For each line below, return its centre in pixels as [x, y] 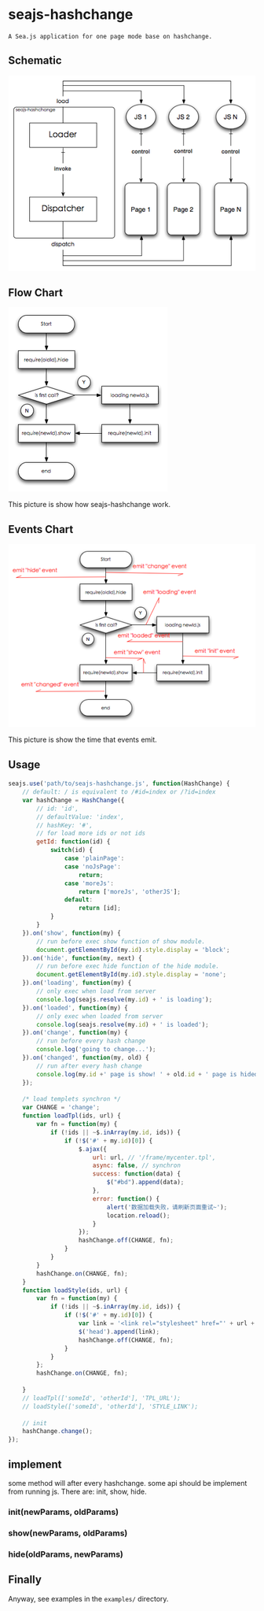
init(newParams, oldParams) [64, 1512]
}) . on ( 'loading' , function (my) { [77, 983]
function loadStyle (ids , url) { [75, 1290]
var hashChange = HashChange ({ [73, 800]
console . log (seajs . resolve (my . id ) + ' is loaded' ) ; [123, 1024]
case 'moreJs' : [89, 883]
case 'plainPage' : [94, 859]
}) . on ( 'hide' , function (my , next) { [82, 958]
